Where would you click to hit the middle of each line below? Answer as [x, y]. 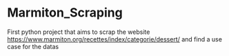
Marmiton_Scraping [65, 13]
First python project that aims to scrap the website [79, 32]
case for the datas [33, 46]
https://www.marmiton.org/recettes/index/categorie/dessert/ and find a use [115, 39]
